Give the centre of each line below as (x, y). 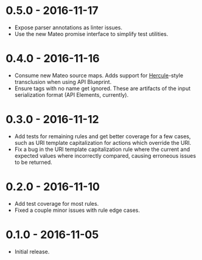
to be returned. (33, 162)
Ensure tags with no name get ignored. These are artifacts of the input (103, 88)
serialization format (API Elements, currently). (71, 94)
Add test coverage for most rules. (57, 203)
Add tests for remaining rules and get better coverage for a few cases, (103, 136)
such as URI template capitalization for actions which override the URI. (103, 142)
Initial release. (32, 251)
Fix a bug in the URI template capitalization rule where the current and (102, 149)
